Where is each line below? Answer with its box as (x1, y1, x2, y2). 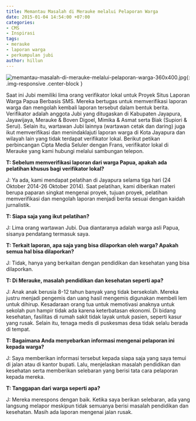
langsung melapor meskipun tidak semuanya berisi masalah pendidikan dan (6, 402, 189, 409)
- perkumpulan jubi (6, 52, 54, 58)
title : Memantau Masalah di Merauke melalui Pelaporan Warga (6, 8, 159, 15)
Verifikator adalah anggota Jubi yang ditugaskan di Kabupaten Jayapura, (6, 110, 182, 117)
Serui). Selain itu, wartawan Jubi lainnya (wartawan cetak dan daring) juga (6, 123, 185, 130)
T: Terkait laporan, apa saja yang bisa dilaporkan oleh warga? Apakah (6, 242, 178, 249)
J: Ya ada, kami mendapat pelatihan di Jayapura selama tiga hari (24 (6, 176, 171, 184)
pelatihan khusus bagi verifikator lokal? (6, 165, 104, 172)
